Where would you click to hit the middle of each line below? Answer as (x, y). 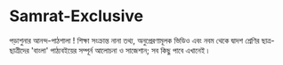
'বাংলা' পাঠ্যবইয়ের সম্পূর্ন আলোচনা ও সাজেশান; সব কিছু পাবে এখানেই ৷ (120, 50)
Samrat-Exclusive (77, 16)
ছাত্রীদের (19, 50)
